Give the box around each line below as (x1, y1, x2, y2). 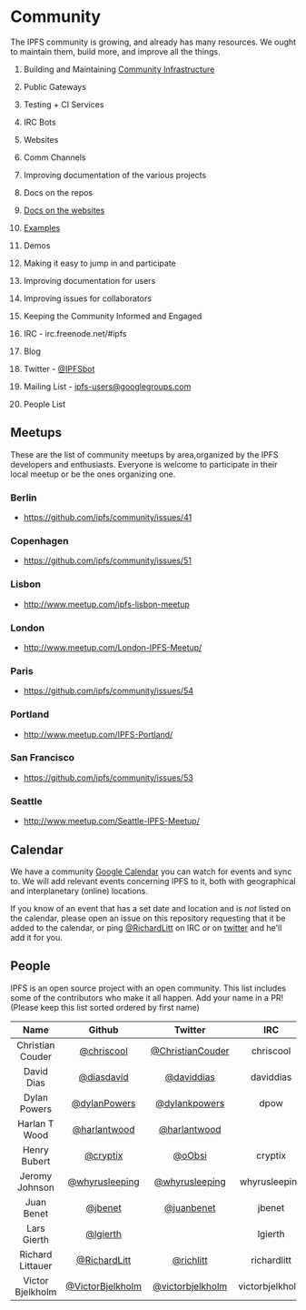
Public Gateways (23, 81, 87, 92)
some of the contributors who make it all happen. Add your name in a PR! (10, 992, 284, 1003)
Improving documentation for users (23, 275, 156, 286)
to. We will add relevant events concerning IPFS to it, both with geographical (10, 875, 296, 886)
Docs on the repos (23, 186, 94, 197)
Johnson (17, 1181, 55, 1194)
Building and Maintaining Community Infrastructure (23, 64, 215, 75)
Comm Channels (23, 152, 86, 163)
